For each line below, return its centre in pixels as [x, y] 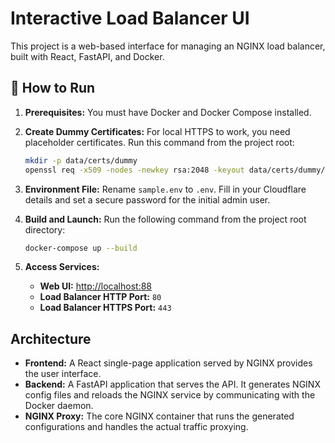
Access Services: [62, 267]
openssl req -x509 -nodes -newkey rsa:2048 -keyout [134, 170]
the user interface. [63, 374]
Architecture [51, 338]
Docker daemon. [59, 406]
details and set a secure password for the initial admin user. [147, 199]
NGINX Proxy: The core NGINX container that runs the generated [159, 416]
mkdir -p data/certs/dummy [81, 160]
